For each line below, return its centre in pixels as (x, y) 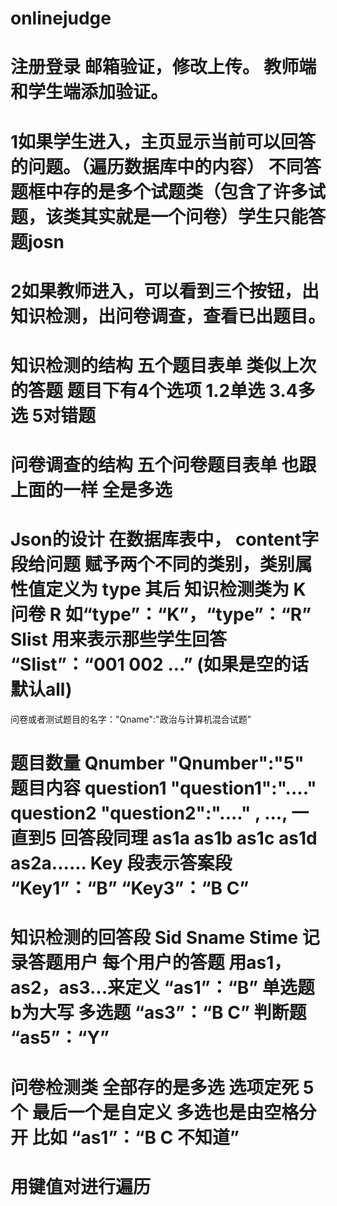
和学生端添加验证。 (89, 92)
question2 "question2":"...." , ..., (149, 813)
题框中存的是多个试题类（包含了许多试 (168, 191)
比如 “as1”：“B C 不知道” (135, 1137)
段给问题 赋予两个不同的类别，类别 (152, 564)
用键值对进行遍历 (81, 1186)
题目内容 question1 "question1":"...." (163, 788)
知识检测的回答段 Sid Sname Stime (154, 938)
